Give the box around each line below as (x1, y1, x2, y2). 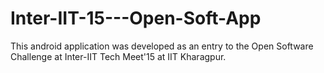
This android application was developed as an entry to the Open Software (10, 40, 314, 52)
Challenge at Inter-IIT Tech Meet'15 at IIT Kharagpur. (10, 50, 227, 62)
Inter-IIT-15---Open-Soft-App (10, 7, 262, 30)
